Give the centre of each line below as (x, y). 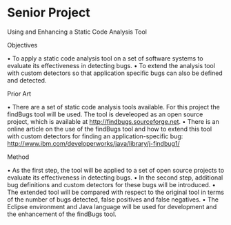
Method (18, 157)
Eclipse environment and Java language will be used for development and (112, 206)
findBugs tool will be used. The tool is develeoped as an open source (105, 114)
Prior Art (19, 94)
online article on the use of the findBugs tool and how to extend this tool (110, 129)
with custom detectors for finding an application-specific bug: (95, 136)
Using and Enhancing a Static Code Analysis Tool (77, 32)
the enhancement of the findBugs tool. (62, 214)
